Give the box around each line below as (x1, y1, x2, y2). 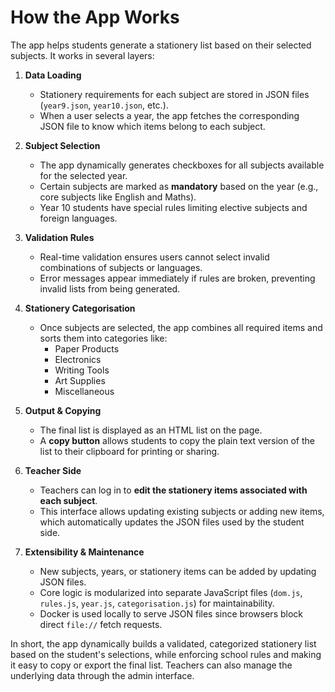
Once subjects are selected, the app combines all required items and (39, 321, 323, 333)
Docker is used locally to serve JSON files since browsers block (39, 607, 303, 620)
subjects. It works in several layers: (10, 49, 155, 61)
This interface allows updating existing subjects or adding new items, (39, 505, 325, 517)
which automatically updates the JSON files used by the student (39, 516, 305, 528)
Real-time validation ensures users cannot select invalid (39, 251, 270, 263)
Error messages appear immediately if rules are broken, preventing (39, 272, 316, 284)
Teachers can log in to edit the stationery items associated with (39, 484, 308, 496)
